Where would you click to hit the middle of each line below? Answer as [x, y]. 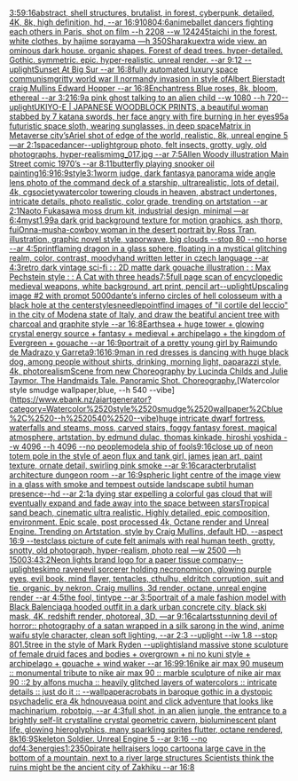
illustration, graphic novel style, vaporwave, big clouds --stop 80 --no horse [148, 239]
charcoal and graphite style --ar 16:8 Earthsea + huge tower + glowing [137, 324]
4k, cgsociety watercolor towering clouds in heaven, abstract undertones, [143, 192]
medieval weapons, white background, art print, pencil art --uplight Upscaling [149, 286]
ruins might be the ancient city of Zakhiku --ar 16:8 [102, 767]
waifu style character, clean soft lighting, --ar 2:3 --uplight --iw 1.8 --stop [143, 635]
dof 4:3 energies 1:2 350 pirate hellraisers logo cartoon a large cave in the [137, 748]
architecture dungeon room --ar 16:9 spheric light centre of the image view [145, 475]
